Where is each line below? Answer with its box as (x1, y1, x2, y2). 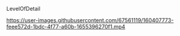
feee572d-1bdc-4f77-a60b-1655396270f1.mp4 (6, 23, 126, 30)
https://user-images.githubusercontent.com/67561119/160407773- (6, 17, 174, 23)
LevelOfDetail (6, 5, 41, 12)
